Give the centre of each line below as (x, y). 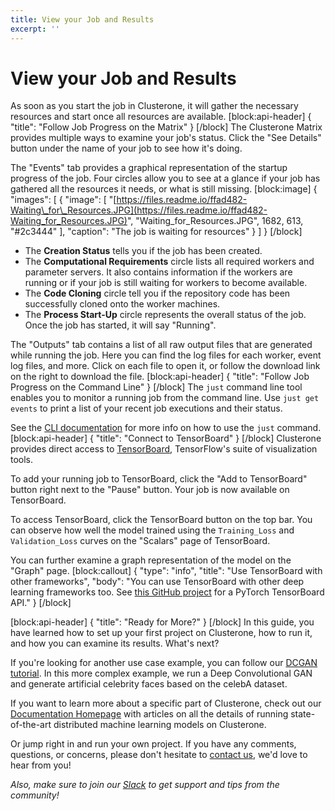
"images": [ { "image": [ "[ (63, 200)
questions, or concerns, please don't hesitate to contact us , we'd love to (159, 755)
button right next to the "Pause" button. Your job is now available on (150, 490)
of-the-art (31, 725)
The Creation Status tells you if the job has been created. (143, 251)
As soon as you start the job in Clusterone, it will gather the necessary (154, 106)
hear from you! (41, 765)
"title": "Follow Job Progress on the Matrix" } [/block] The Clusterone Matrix (166, 127)
